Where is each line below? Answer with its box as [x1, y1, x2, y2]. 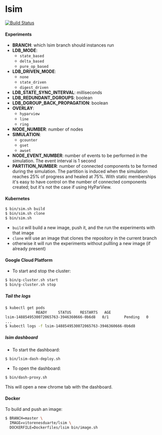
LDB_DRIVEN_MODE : [12, 68, 56, 75]
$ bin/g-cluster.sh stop [5, 282, 56, 288]
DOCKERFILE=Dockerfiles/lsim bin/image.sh [9, 425, 98, 430]
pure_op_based [19, 64, 49, 69]
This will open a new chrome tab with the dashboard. [5, 384, 113, 389]
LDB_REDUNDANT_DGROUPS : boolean [12, 95, 93, 101]
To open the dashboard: [12, 365, 62, 372]
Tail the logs [5, 293, 31, 299]
